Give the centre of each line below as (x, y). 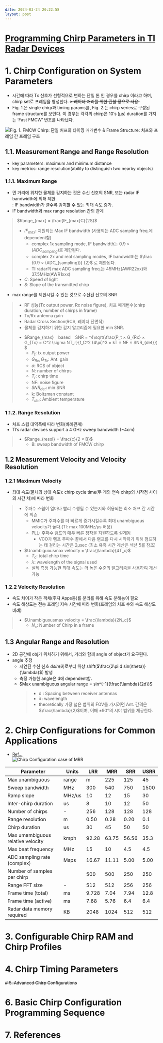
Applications (31, 741)
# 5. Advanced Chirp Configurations (41, 983)
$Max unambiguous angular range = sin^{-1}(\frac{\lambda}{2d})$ (86, 684)
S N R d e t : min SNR (48, 388)
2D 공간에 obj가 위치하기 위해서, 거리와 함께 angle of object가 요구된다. (80, 654)
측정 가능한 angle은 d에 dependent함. (56, 678)
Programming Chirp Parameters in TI (80, 38)
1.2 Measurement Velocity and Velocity (65, 459)
